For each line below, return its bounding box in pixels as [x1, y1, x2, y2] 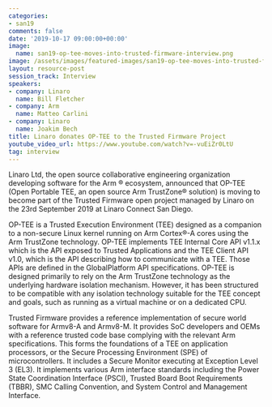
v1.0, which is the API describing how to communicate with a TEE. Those [8, 255, 251, 264]
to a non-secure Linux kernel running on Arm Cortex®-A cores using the [8, 229, 249, 238]
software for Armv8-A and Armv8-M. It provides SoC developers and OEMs [8, 322, 261, 332]
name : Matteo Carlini [15, 110, 89, 118]
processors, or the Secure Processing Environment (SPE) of [8, 348, 208, 358]
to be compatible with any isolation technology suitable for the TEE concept [8, 289, 261, 298]
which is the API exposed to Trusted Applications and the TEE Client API [8, 246, 249, 255]
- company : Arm [8, 102, 60, 110]
